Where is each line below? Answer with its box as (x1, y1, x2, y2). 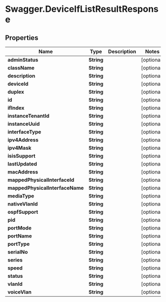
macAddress (7, 168, 39, 175)
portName (7, 233, 32, 239)
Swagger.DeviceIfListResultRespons (5, 3, 159, 15)
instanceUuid (7, 121, 40, 127)
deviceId (7, 80, 29, 87)
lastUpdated (7, 161, 37, 167)
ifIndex (7, 104, 25, 111)
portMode (7, 225, 32, 231)
